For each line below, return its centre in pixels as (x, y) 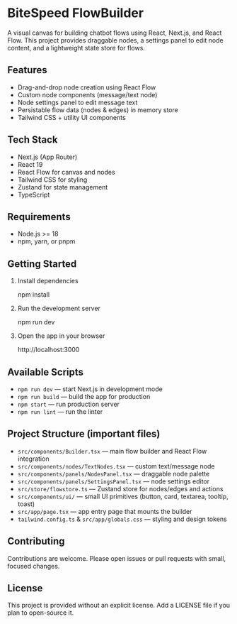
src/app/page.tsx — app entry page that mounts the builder (105, 511)
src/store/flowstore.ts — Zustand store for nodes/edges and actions (120, 488)
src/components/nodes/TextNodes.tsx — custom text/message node (116, 466)
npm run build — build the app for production (84, 396)
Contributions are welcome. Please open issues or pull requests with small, (117, 558)
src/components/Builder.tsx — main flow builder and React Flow (112, 451)
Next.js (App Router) (47, 157)
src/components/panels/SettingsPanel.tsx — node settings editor (114, 481)
